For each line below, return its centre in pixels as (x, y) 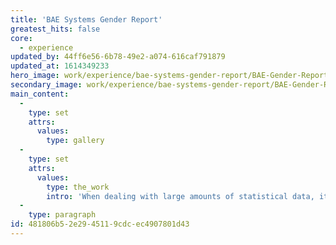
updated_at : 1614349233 (60, 66)
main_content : (40, 94)
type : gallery (75, 141)
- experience (46, 47)
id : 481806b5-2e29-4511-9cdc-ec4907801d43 (100, 224)
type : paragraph (62, 215)
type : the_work (78, 187)
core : (21, 38)
